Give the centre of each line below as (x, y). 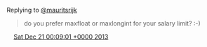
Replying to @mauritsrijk (42, 10)
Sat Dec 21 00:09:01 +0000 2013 (61, 37)
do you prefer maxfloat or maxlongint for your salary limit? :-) (112, 23)
